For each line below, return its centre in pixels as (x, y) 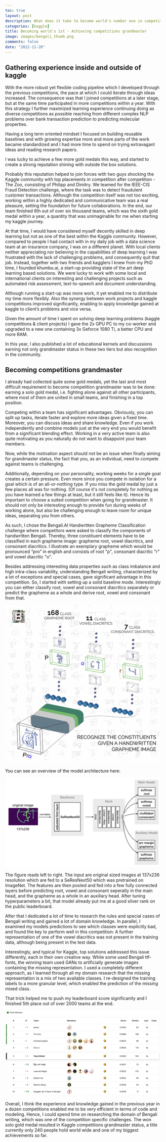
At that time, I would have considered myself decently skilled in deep (75, 231)
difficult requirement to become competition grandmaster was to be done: (81, 387)
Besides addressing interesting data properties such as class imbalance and (83, 566)
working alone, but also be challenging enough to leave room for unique (78, 510)
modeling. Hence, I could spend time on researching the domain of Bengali (81, 1114)
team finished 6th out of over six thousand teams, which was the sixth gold (82, 211)
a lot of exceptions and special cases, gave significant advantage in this (78, 577)
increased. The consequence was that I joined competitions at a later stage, (82, 98)
